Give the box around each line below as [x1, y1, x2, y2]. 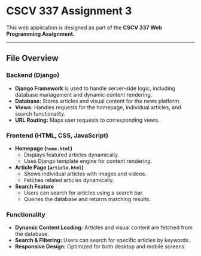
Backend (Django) [6, 71, 60, 79]
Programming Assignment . [6, 30, 75, 37]
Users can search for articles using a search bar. [23, 189, 144, 196]
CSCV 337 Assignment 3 [6, 4, 132, 18]
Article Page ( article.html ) [14, 164, 84, 171]
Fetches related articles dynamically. [23, 176, 114, 183]
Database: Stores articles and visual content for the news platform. [14, 97, 181, 104]
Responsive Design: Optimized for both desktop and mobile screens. [14, 243, 187, 250]
